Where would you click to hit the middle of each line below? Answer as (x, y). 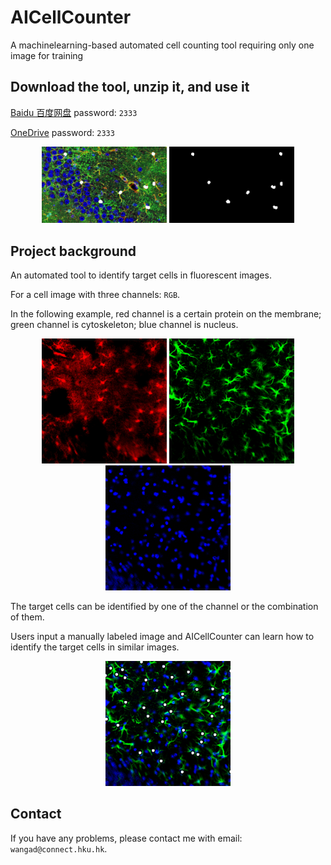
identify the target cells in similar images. (95, 647)
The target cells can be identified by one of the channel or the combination (164, 606)
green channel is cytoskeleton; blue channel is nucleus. (124, 324)
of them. (27, 617)
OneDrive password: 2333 (62, 132)
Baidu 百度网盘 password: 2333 (74, 112)
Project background (73, 251)
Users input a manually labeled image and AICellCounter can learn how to (162, 636)
